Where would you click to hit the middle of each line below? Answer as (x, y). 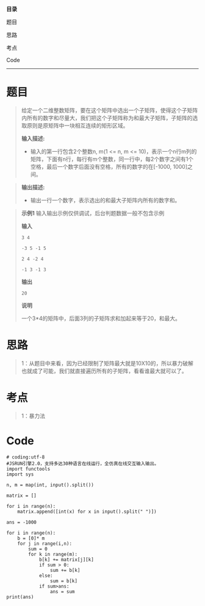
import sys (20, 474)
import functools (28, 469)
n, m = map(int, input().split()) (50, 485)
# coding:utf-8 (26, 457)
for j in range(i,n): (45, 544)
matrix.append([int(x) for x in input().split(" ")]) (87, 512)
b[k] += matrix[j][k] (67, 560)
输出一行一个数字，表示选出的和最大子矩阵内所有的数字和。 (105, 200)
